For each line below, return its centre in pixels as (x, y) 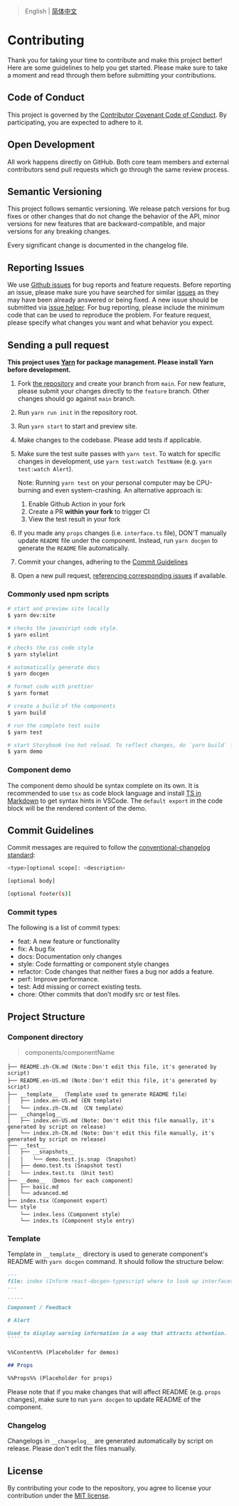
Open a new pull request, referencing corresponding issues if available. (122, 575)
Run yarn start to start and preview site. (77, 426)
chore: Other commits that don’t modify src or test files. (99, 994)
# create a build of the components (62, 706)
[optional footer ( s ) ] (39, 894)
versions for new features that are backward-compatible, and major (107, 224)
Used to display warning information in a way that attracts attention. (117, 1333)
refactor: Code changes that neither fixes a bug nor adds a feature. (116, 971)
